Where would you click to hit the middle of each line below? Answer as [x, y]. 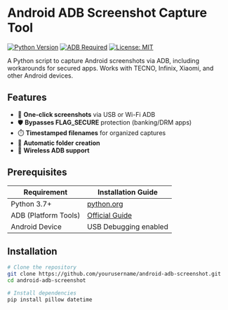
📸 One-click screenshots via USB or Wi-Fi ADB [86, 114]
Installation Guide [127, 192]
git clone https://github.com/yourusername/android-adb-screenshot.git [114, 274]
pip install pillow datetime [50, 300]
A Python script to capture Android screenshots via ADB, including [103, 60]
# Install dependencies [42, 293]
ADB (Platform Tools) [46, 215]
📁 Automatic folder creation [59, 143]
